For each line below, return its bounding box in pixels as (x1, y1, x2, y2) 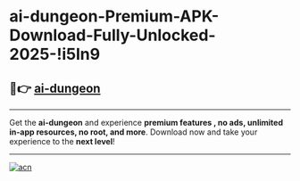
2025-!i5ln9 (9, 45, 101, 64)
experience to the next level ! (9, 136, 116, 146)
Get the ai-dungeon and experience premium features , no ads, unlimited (9, 118, 284, 128)
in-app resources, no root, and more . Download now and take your (9, 127, 258, 137)
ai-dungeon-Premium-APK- (9, 6, 220, 27)
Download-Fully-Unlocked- (9, 25, 216, 45)
